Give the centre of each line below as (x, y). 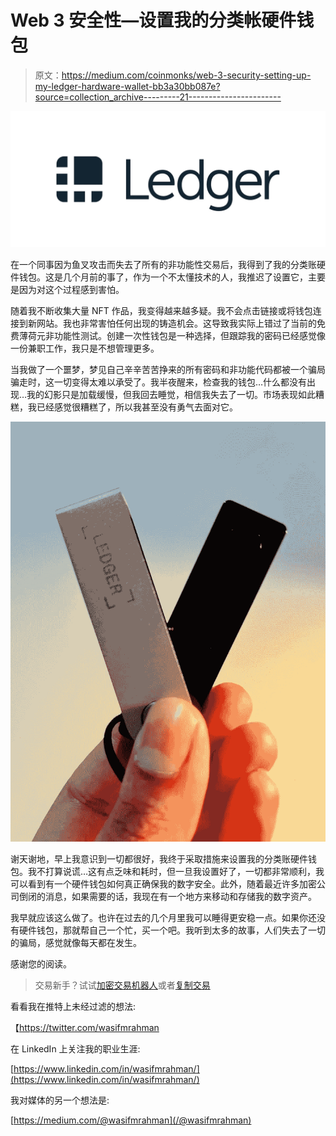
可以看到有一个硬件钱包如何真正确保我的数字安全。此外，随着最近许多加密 (163, 884)
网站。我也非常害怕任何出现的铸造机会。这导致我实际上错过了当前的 (176, 323)
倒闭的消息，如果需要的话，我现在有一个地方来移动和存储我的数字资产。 (167, 897)
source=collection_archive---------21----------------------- (158, 97)
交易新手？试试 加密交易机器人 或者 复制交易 (122, 985)
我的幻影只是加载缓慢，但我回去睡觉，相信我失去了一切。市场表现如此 (171, 395)
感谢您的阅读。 (41, 964)
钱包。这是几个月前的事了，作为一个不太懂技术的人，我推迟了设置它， (163, 277)
